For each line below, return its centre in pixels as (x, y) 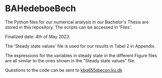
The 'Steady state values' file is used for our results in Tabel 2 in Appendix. (81, 46)
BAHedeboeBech (40, 9)
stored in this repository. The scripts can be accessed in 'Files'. (69, 27)
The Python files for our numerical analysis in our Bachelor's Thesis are (77, 22)
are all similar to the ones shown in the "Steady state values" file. (70, 60)
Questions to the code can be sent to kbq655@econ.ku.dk (64, 70)
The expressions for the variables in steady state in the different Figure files (81, 55)
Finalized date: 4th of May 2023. (38, 37)
